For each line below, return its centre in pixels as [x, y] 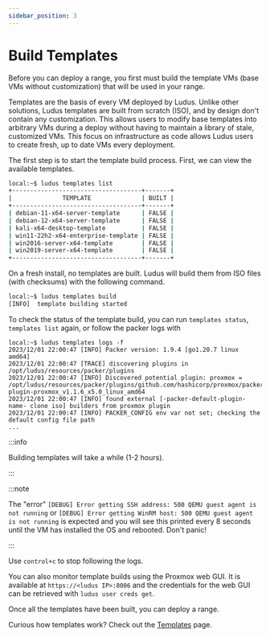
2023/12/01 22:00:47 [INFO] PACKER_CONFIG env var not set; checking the [135, 413]
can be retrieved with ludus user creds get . [82, 593]
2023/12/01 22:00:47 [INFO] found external [82, 398]
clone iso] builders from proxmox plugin [100, 406]
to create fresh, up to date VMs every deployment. [92, 145]
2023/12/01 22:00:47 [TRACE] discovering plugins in [98, 363]
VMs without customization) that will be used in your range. [107, 86]
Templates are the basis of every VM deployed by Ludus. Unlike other [124, 102]
